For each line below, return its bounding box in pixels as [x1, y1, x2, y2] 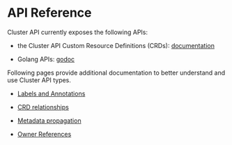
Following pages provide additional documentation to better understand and [7, 68, 226, 77]
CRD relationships [17, 102, 70, 111]
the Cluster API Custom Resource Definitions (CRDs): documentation [17, 41, 215, 49]
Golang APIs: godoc [17, 54, 75, 63]
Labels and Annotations [17, 89, 86, 98]
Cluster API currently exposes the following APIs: [7, 28, 148, 36]
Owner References [17, 130, 72, 138]
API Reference [7, 5, 92, 21]
